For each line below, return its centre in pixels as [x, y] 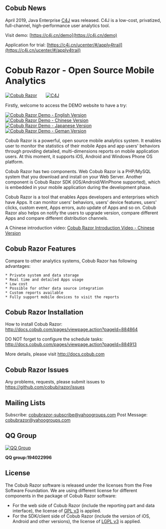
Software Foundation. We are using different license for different [71, 490]
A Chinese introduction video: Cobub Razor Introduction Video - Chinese [80, 228]
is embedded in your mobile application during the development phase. [78, 187]
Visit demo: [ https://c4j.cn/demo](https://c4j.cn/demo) [61, 35]
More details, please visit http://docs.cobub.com [55, 354]
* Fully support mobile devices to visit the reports [62, 297]
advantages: [18, 266]
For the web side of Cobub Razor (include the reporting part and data [83, 505]
